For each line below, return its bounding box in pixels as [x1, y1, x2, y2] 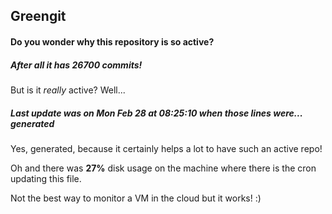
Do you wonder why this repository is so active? [10, 35, 215, 48]
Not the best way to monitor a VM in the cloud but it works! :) [10, 192, 262, 204]
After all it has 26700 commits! [10, 59, 143, 71]
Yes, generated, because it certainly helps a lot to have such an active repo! [10, 142, 323, 154]
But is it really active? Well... [10, 84, 126, 96]
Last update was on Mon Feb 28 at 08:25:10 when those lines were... [10, 107, 303, 119]
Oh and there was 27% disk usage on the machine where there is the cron [10, 162, 317, 174]
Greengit [10, 8, 67, 25]
